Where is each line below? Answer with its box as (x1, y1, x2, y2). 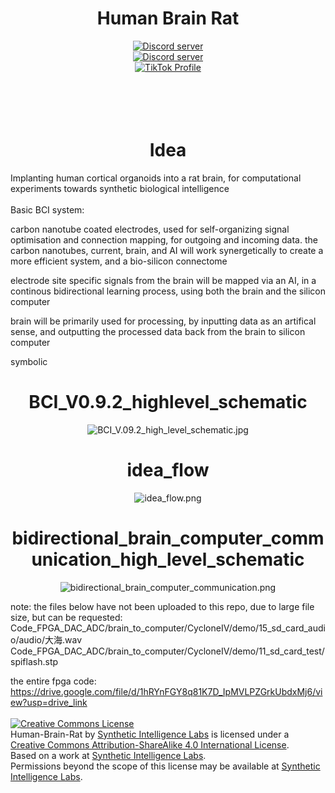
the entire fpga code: (10, 675, 97, 687)
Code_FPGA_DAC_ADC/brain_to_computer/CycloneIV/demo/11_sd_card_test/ (10, 645, 325, 657)
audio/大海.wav (18, 633, 82, 646)
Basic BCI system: (10, 203, 85, 216)
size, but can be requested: (10, 611, 123, 623)
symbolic (10, 355, 48, 367)
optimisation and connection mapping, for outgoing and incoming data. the (10, 233, 318, 246)
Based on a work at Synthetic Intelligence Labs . (10, 749, 207, 761)
